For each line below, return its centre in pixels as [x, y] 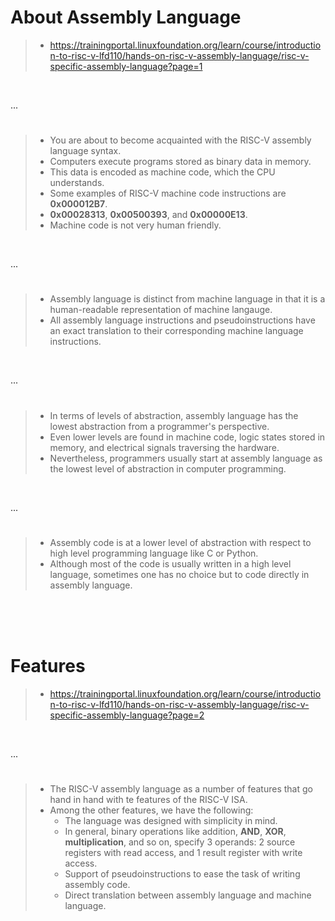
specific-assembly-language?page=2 [127, 715]
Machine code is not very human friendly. [135, 225]
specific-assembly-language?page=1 [126, 66]
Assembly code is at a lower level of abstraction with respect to [180, 542]
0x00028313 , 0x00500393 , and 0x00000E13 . [148, 215]
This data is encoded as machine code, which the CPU [162, 172]
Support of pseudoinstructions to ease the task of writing [182, 873]
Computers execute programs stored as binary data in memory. [180, 162]
